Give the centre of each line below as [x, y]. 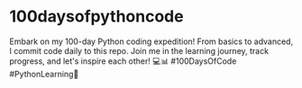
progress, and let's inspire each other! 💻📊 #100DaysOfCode [123, 61]
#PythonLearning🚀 [44, 74]
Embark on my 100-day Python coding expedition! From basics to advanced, [151, 41]
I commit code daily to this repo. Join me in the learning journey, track [139, 50]
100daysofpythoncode [96, 17]
